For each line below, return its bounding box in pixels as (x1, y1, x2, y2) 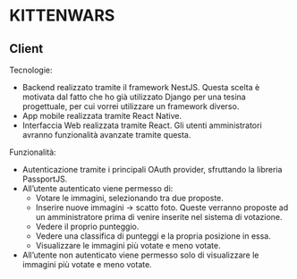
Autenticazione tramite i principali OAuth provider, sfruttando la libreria (21, 165, 283, 174)
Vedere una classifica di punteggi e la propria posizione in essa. (35, 231, 271, 241)
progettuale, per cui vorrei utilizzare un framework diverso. (21, 101, 240, 112)
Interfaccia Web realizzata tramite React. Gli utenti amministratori (21, 120, 262, 131)
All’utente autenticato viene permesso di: (21, 183, 174, 193)
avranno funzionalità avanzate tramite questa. (21, 130, 191, 139)
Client (9, 41, 44, 56)
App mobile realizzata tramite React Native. (21, 111, 182, 121)
